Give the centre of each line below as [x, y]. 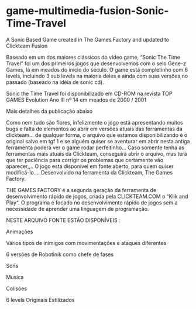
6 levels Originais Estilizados [40, 300]
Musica [15, 277]
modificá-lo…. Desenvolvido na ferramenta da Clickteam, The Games [90, 172]
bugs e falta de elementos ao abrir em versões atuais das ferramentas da [94, 129]
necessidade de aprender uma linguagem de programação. [78, 209]
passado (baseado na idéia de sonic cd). [55, 82]
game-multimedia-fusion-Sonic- [87, 11]
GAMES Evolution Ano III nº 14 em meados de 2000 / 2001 [76, 100]
